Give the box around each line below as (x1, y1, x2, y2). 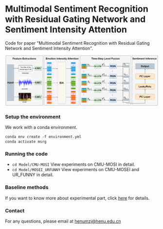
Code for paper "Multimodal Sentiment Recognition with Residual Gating (5, 40, 150, 46)
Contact (5, 207, 25, 214)
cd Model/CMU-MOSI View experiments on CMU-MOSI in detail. (12, 161, 135, 167)
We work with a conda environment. (5, 124, 77, 130)
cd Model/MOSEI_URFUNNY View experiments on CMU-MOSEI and (12, 167, 140, 173)
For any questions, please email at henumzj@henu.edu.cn (5, 218, 121, 224)
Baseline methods (5, 184, 49, 191)
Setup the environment (5, 113, 61, 120)
